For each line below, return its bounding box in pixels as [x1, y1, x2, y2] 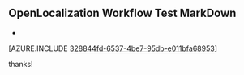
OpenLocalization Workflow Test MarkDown [8, 6, 237, 20]
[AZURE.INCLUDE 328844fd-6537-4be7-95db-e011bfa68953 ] [8, 44, 217, 53]
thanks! [8, 59, 34, 69]
